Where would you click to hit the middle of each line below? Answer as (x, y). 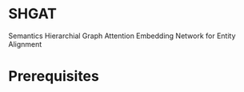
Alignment (25, 44)
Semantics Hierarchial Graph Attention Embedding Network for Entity (122, 36)
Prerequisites (54, 77)
